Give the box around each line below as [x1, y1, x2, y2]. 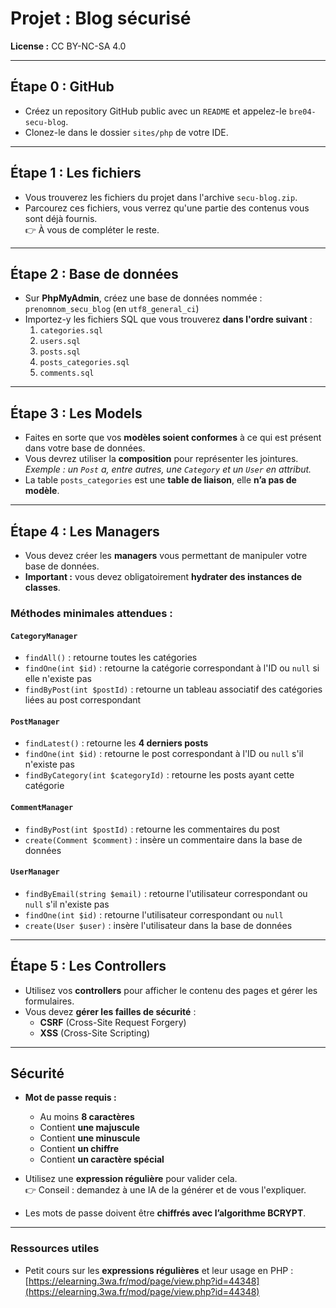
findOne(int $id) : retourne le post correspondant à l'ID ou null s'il [24, 748, 304, 760]
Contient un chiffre [39, 1143, 120, 1155]
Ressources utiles [10, 1242, 100, 1256]
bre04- [288, 107, 317, 117]
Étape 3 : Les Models [10, 405, 143, 422]
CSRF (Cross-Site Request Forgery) [39, 1016, 187, 1028]
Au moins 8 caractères [39, 1111, 135, 1123]
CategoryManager [10, 631, 78, 641]
